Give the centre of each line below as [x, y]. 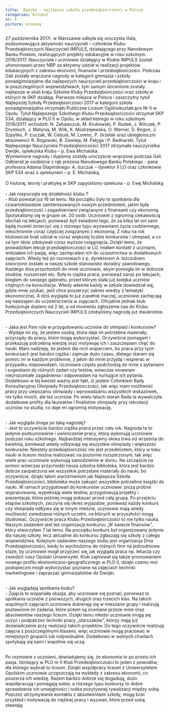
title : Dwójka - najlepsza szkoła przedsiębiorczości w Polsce [74, 10]
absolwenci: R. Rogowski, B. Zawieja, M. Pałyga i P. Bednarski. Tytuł [76, 140]
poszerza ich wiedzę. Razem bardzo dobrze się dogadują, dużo [71, 678]
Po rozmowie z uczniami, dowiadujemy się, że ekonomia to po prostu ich [81, 657]
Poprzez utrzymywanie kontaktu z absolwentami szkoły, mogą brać [75, 694]
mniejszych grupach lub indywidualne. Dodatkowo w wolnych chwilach [79, 636]
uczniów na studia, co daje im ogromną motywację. [59, 408]
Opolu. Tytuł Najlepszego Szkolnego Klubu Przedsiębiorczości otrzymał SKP [84, 114]
